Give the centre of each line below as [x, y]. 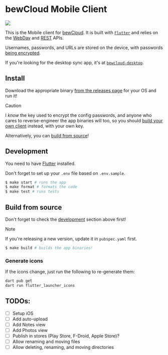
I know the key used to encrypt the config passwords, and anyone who [78, 115]
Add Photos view [30, 330]
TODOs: [18, 301]
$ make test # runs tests [32, 192]
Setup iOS [23, 313]
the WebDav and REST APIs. [35, 38]
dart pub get [19, 281]
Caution [13, 105]
